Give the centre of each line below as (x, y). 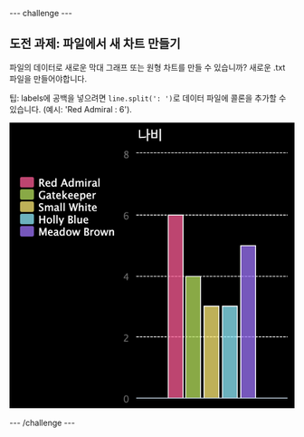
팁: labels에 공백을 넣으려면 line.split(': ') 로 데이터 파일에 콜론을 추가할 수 (148, 98)
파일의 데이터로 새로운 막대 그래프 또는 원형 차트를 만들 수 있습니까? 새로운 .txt (147, 67)
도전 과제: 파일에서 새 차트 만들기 (95, 44)
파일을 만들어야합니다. (48, 78)
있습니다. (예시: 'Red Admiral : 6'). (71, 109)
